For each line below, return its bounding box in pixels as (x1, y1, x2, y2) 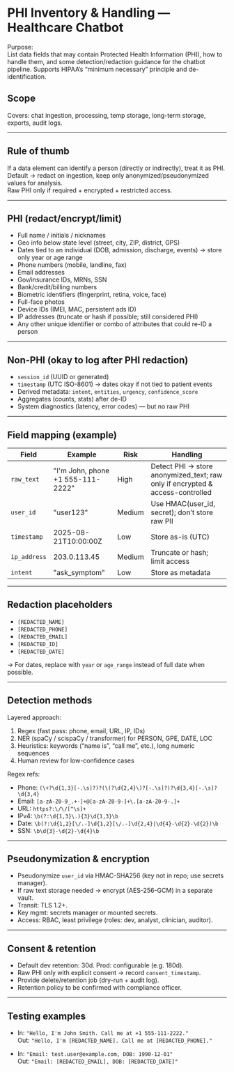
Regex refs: (7, 769, 40, 778)
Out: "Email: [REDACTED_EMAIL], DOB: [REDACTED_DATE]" (17, 1057, 178, 1066)
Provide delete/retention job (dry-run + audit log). (17, 976, 159, 984)
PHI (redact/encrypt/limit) (7, 213, 123, 224)
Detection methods (7, 695, 93, 707)
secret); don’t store (150, 507, 214, 517)
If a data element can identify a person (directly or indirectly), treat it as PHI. (7, 164, 225, 172)
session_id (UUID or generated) (17, 373, 109, 381)
